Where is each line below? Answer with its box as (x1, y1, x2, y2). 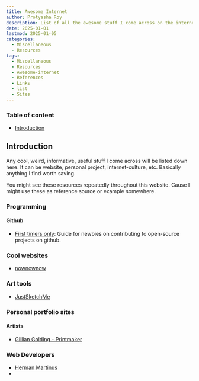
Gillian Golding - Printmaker (14, 335, 82, 342)
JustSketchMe (14, 293, 50, 300)
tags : (6, 53, 20, 59)
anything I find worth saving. (6, 169, 76, 177)
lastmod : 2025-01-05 (6, 31, 57, 37)
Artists (6, 322, 24, 329)
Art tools (6, 280, 32, 288)
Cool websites (6, 251, 49, 260)
